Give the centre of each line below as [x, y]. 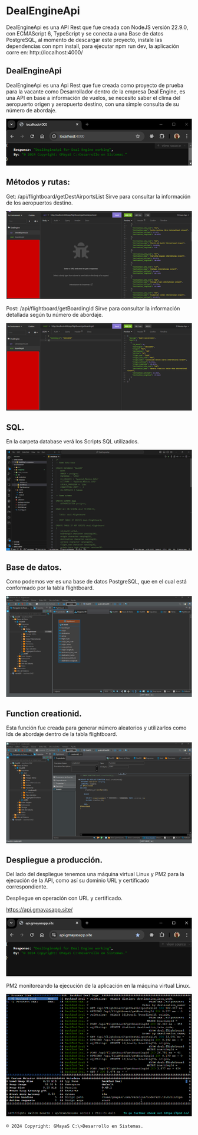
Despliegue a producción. [55, 860]
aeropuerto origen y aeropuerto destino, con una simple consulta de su [93, 104]
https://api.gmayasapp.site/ [39, 910]
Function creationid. [44, 714]
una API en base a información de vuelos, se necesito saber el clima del [93, 98]
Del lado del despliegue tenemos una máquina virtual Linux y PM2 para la [95, 874]
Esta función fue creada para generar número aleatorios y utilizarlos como [96, 728]
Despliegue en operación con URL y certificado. [64, 898]
